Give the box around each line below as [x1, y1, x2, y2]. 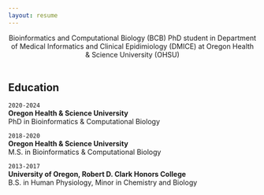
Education [8, 81, 60, 94]
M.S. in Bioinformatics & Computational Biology [8, 147, 162, 157]
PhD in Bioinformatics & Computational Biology [8, 117, 160, 127]
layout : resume [8, 11, 58, 20]
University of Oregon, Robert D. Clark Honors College [8, 170, 187, 179]
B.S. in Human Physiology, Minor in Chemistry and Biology [8, 178, 198, 187]
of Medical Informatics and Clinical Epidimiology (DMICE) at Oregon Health [10, 41, 255, 51]
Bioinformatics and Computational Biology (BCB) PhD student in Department [8, 33, 257, 42]
